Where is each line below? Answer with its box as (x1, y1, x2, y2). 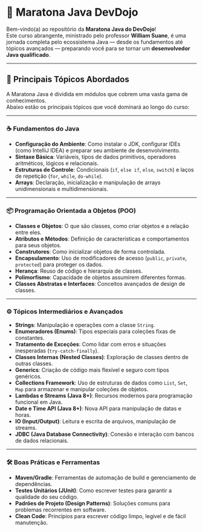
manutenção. (14, 519, 48, 526)
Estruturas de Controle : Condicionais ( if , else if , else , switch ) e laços (14, 166, 195, 174)
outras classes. (14, 360, 53, 367)
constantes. (14, 334, 45, 341)
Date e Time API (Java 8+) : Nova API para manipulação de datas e (14, 404, 182, 412)
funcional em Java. (14, 398, 63, 406)
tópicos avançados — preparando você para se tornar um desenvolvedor (6, 45, 190, 52)
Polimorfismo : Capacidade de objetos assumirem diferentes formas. (14, 274, 186, 281)
